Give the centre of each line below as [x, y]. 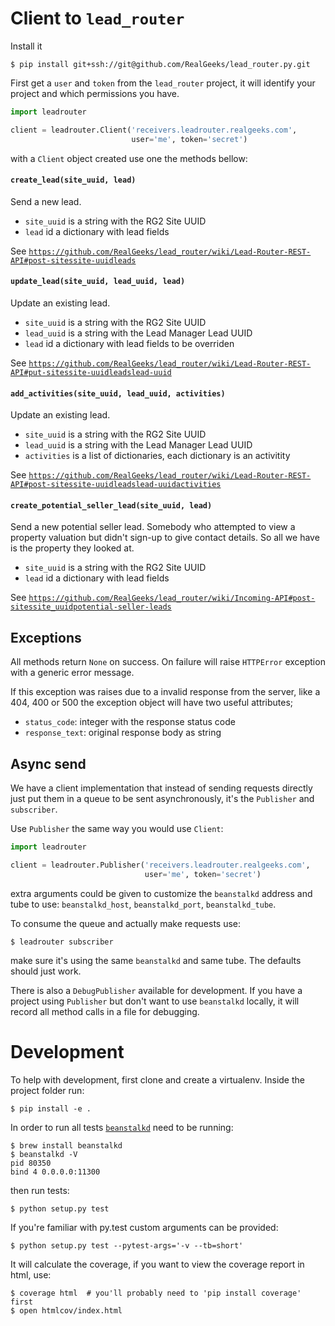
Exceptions [46, 637]
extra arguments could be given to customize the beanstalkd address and [161, 893]
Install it [26, 46]
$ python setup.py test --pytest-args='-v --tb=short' [127, 1245]
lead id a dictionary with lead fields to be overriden [129, 343]
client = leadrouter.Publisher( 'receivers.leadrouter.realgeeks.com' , [160, 865]
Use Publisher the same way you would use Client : [117, 828]
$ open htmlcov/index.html [66, 1310]
